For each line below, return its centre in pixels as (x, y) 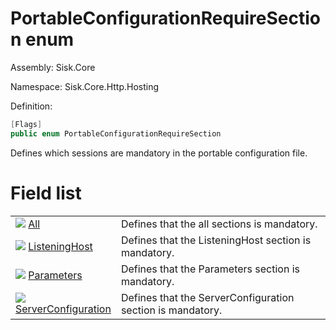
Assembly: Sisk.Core (53, 67)
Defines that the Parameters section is (210, 269)
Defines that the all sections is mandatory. (219, 224)
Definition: (31, 106)
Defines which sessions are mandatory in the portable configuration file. (159, 153)
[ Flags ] (26, 124)
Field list (46, 193)
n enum (42, 39)
